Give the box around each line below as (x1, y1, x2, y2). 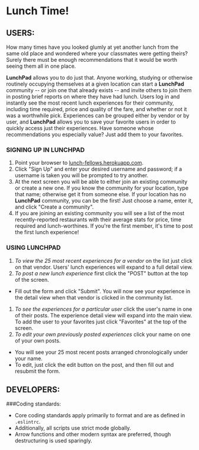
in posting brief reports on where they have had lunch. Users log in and (6, 93, 180, 100)
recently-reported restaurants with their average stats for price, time (14, 216, 182, 224)
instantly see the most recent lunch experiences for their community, (6, 99, 175, 106)
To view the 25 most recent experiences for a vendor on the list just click (14, 257, 192, 264)
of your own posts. (14, 337, 61, 344)
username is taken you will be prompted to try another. (14, 172, 149, 179)
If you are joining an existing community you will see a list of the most (14, 210, 185, 217)
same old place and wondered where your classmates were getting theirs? (6, 50, 188, 57)
